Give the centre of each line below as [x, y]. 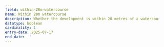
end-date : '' [18, 37]
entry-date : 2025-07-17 [29, 32]
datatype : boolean [24, 23]
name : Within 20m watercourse [36, 14]
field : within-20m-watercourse [37, 10]
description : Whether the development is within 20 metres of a [72, 19]
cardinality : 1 [20, 28]
